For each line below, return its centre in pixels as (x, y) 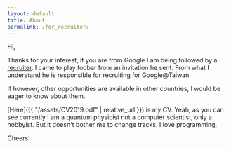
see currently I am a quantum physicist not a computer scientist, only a (110, 117)
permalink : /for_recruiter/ (48, 27)
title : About (26, 20)
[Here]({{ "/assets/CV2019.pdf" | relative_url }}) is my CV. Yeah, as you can (116, 110)
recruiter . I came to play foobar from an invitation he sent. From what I (108, 68)
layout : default (31, 14)
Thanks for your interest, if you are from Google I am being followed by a (112, 60)
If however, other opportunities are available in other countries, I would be (114, 89)
